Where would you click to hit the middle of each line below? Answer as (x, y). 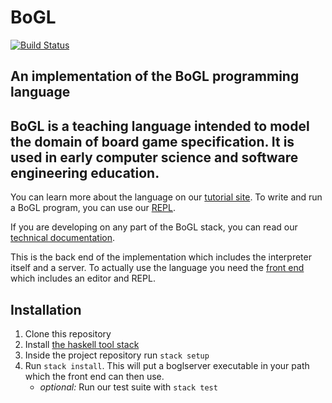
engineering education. (85, 172)
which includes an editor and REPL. (83, 278)
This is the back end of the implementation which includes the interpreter (161, 257)
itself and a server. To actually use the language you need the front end (157, 268)
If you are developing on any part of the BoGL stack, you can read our (154, 227)
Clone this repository (68, 333)
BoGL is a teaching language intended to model (160, 126)
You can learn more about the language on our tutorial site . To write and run (166, 197)
